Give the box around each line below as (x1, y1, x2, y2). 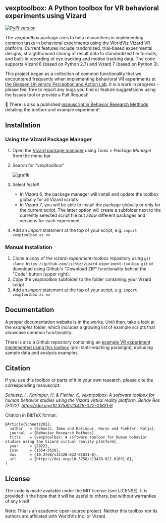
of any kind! (5, 498, 30, 504)
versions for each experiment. (19, 217, 81, 223)
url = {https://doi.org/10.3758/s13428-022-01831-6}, (9, 457, 134, 462)
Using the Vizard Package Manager (5, 136, 92, 143)
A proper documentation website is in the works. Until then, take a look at (5, 319, 155, 325)
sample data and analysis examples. (5, 349, 79, 355)
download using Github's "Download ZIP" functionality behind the (12, 265, 147, 271)
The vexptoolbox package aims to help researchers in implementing (5, 34, 144, 40)
